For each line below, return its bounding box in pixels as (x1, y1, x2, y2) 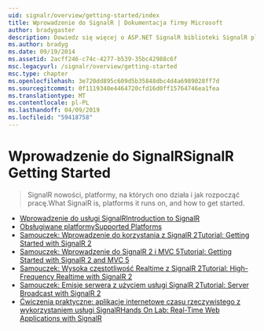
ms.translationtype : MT (8, 92, 86, 100)
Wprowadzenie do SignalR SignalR (8, 147, 234, 165)
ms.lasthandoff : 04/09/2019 (8, 107, 101, 115)
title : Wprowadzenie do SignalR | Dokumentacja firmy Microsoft (8, 19, 223, 27)
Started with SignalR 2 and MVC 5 (19, 255, 130, 264)
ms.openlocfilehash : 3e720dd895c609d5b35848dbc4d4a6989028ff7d (8, 77, 220, 85)
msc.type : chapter (8, 70, 68, 78)
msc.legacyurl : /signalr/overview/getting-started (8, 63, 178, 71)
